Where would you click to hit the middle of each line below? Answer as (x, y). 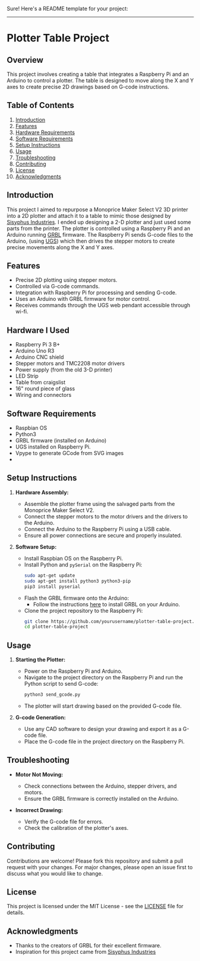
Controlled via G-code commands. (58, 287)
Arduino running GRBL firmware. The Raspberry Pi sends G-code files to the (100, 234)
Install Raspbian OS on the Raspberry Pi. (74, 558)
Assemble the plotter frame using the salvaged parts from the (100, 504)
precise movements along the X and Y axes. (61, 247)
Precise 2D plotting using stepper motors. (66, 280)
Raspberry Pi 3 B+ (38, 345)
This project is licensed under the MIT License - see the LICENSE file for (95, 906)
